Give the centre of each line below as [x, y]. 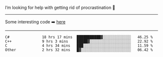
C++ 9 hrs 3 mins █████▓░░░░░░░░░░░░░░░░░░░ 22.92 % [79, 41]
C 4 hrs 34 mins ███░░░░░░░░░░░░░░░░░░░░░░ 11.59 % [79, 46]
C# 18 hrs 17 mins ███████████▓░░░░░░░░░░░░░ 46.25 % [79, 37]
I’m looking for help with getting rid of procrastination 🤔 [60, 8]
